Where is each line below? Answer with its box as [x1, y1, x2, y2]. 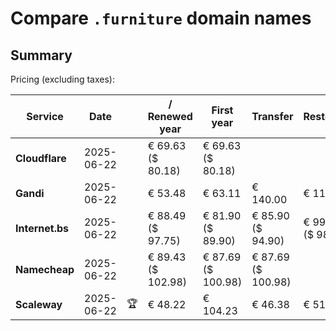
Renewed [147, 110, 193, 123]
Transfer [251, 110, 294, 123]
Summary [10, 47, 73, 64]
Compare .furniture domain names [10, 7, 312, 30]
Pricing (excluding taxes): [10, 73, 116, 85]
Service [26, 110, 64, 123]
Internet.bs [15, 222, 70, 235]
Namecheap [15, 263, 75, 276]
